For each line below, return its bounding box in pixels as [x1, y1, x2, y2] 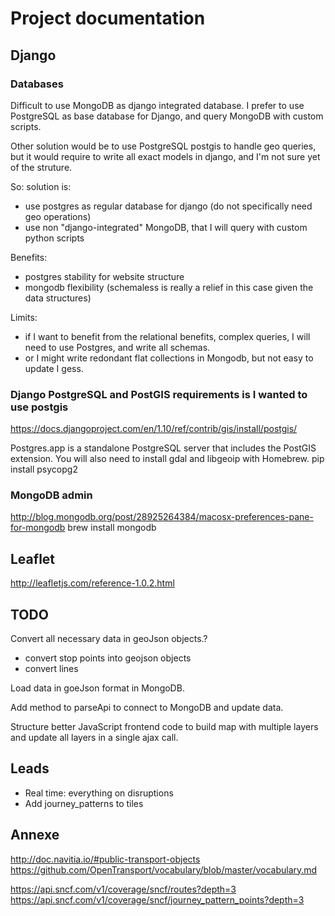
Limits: [10, 311, 38, 323]
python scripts [24, 232, 85, 244]
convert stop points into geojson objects [24, 652, 192, 664]
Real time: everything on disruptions [24, 787, 174, 799]
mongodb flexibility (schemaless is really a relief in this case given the [24, 281, 314, 293]
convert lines [24, 663, 79, 675]
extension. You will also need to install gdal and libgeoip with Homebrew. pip [10, 453, 325, 465]
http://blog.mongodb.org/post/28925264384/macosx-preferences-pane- [10, 511, 314, 523]
